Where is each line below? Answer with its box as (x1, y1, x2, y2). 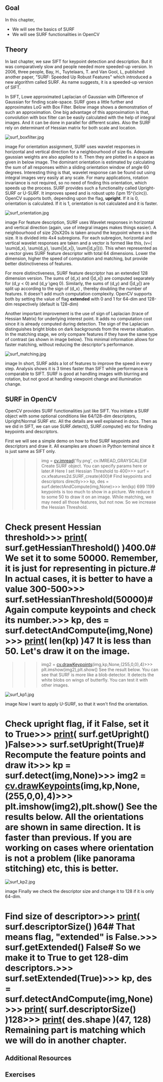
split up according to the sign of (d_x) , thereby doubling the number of (5, 286, 147, 291)
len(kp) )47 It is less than (49, 635, 151, 646)
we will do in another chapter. (5, 1035, 127, 1046)
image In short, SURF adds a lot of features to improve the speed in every (5, 360, 152, 366)
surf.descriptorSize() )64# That (5, 921, 135, 932)
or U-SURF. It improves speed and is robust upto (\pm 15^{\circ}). (17, 190, 148, 196)
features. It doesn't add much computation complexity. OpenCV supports (5, 290, 152, 296)
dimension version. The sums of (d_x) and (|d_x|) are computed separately (5, 275, 155, 281)
